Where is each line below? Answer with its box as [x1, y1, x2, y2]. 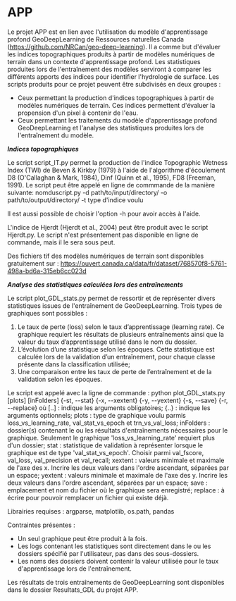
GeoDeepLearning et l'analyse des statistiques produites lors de [17, 123, 204, 132]
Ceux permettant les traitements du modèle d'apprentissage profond [17, 116, 217, 124]
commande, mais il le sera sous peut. [7, 237, 116, 247]
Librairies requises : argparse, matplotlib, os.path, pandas [7, 507, 175, 515]
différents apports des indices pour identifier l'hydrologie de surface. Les [7, 72, 220, 81]
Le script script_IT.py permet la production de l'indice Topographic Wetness [7, 158, 228, 166]
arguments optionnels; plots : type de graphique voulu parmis [7, 411, 187, 419]
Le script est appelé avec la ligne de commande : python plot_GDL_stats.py [7, 388, 225, 397]
